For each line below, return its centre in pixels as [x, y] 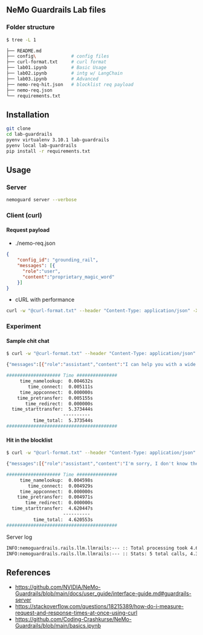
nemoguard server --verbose [42, 200]
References [28, 572]
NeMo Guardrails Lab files [56, 10]
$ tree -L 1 [21, 40]
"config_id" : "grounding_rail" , [58, 260]
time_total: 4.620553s [63, 520]
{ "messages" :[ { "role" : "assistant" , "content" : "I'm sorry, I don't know [97, 464]
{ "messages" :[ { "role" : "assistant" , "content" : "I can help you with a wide [101, 365]
